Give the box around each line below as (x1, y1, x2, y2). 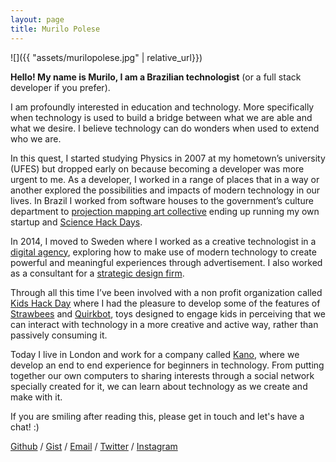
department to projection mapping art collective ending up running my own (10, 205, 320, 217)
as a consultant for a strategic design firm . (10, 267, 185, 279)
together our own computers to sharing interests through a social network (10, 369, 315, 381)
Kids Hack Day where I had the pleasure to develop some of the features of (10, 297, 321, 309)
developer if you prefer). (10, 81, 111, 93)
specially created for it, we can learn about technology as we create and (10, 380, 308, 392)
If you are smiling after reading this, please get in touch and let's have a (10, 410, 305, 422)
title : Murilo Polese (10, 24, 101, 34)
